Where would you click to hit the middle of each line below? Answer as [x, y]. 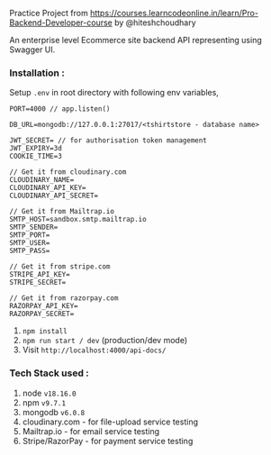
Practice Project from [49, 13]
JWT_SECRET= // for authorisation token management [108, 141]
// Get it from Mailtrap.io [62, 212]
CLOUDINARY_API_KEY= [48, 188]
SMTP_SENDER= [34, 227]
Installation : [37, 73]
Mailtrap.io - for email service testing [91, 431]
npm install [45, 332]
